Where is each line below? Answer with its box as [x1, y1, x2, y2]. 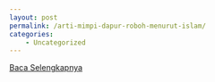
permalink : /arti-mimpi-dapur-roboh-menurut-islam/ [9, 21, 206, 30]
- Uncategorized [25, 37, 87, 47]
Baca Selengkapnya [9, 62, 83, 73]
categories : [9, 29, 54, 38]
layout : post [9, 12, 58, 22]
